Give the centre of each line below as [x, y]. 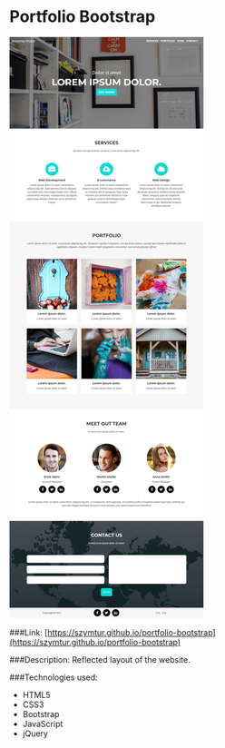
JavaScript [43, 723]
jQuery [35, 733]
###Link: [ [29, 632]
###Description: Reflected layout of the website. [100, 659]
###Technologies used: [54, 677]
